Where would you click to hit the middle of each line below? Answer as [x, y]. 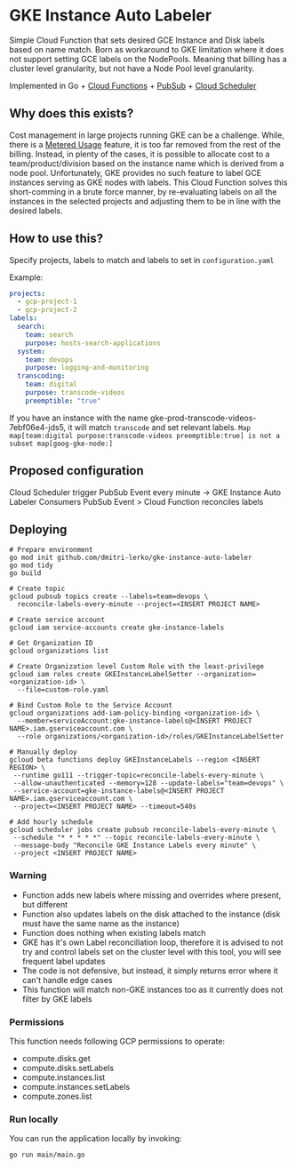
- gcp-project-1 [47, 302]
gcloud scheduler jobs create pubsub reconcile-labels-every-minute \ [143, 830]
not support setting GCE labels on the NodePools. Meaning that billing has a [148, 59]
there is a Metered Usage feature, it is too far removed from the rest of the [145, 144]
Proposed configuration [76, 471]
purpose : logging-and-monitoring [87, 368]
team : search [49, 334]
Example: [26, 277]
